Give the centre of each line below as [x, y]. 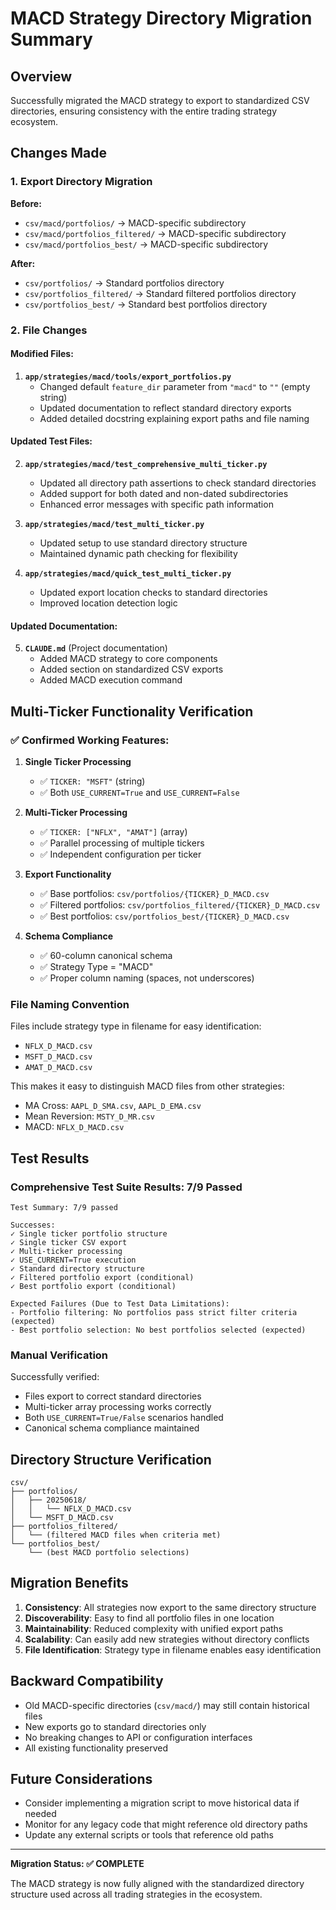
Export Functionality [68, 874]
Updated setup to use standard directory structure [143, 543]
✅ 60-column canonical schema [106, 955]
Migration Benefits [69, 1583]
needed [40, 1814]
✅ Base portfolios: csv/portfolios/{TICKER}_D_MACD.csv [154, 893]
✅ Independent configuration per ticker [120, 854]
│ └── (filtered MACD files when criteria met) [116, 1535]
